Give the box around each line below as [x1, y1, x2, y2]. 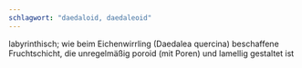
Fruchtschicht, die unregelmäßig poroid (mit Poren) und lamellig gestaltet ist [8, 47, 295, 59]
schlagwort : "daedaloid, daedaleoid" [8, 13, 152, 23]
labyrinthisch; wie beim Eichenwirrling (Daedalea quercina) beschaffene [8, 38, 279, 49]
